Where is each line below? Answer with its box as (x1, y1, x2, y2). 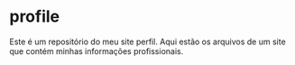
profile (9, 6, 60, 27)
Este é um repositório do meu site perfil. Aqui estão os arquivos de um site (9, 36, 286, 47)
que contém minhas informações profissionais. (9, 45, 184, 56)
